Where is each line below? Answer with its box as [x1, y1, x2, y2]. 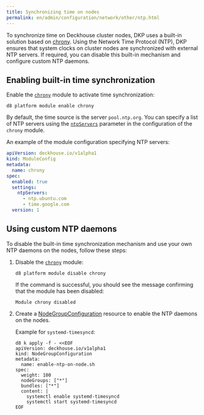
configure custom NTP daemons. [6, 57, 90, 65]
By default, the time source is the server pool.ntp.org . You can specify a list [6, 114, 199, 121]
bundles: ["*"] [21, 383, 60, 389]
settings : [12, 184, 37, 190]
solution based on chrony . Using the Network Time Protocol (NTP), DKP [6, 38, 188, 45]
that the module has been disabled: [15, 287, 104, 295]
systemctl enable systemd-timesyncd [26, 393, 120, 400]
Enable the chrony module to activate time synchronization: [6, 91, 155, 98]
